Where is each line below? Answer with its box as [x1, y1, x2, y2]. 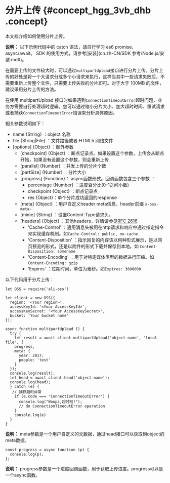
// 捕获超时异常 [12, 389, 42, 394]
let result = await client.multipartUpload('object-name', [14, 335, 142, 340]
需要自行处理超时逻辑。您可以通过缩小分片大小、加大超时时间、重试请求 [14, 103, 165, 109]
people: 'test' [18, 357, 51, 363]
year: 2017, [18, 353, 44, 358]
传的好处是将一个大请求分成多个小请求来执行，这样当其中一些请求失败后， [5, 73, 160, 79]
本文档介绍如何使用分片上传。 [5, 33, 67, 39]
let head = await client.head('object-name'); [10, 375, 110, 380]
